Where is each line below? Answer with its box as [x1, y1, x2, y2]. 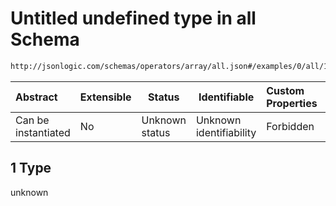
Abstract [15, 90, 58, 104]
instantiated [15, 125, 71, 139]
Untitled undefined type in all [10, 7, 257, 30]
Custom [266, 83, 305, 97]
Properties [266, 96, 318, 110]
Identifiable [198, 90, 255, 104]
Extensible [79, 90, 132, 104]
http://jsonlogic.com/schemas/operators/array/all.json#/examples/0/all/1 [10, 61, 329, 71]
